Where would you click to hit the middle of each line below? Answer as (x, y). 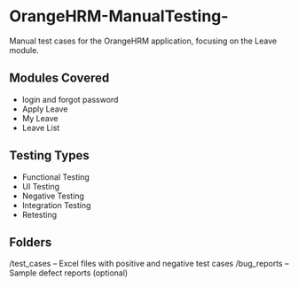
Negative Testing (53, 196)
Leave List (41, 128)
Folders (31, 242)
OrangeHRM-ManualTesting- (119, 16)
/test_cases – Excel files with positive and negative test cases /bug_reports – (149, 264)
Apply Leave (45, 109)
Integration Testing (56, 205)
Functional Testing (56, 177)
